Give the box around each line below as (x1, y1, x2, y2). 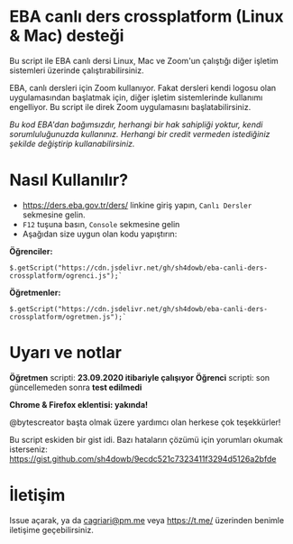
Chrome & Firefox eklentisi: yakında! (9, 399, 149, 410)
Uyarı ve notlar (9, 343, 122, 363)
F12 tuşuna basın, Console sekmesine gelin (22, 218, 180, 229)
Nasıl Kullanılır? (9, 170, 129, 190)
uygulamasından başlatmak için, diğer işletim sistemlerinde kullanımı (9, 92, 263, 103)
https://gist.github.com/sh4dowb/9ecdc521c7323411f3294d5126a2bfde (9, 453, 277, 464)
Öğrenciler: (9, 245, 53, 256)
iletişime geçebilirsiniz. (9, 524, 95, 535)
